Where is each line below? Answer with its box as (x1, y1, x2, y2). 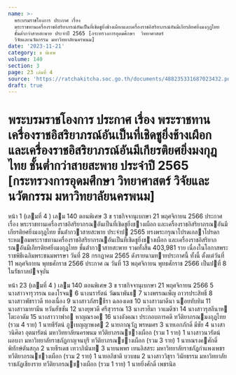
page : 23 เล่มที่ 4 (8, 69, 53, 76)
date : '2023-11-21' (8, 43, 65, 50)
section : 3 (8, 62, 40, 69)
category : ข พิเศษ (8, 50, 56, 57)
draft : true (8, 82, 43, 89)
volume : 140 (8, 56, 43, 63)
